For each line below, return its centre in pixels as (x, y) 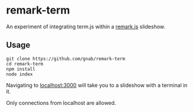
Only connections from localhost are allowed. (61, 103)
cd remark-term (25, 64)
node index (19, 74)
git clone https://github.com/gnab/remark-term (66, 59)
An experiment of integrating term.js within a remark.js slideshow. (86, 27)
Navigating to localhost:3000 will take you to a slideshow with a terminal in (97, 85)
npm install (21, 69)
